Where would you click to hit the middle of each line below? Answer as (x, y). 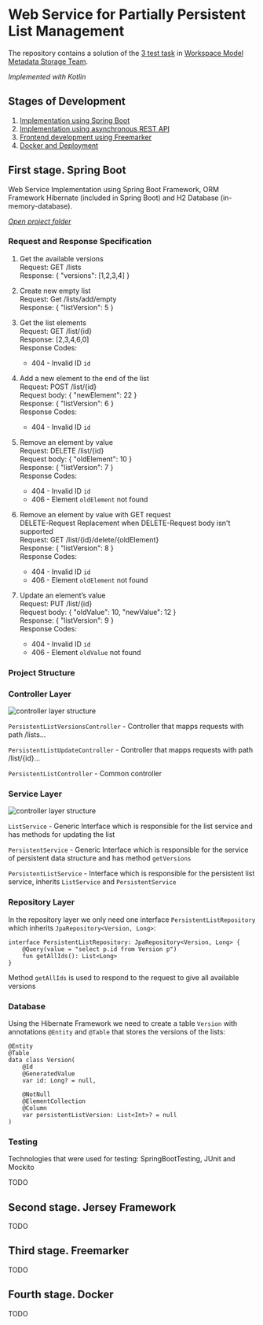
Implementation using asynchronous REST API (95, 128)
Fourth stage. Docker (61, 1295)
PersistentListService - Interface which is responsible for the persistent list (131, 873)
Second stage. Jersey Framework (92, 1207)
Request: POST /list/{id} (58, 387)
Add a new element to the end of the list (84, 378)
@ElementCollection (54, 1101)
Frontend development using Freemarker (86, 137)
